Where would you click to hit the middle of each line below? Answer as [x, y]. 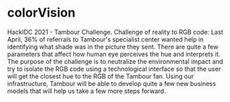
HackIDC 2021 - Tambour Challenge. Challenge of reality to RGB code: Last [115, 32]
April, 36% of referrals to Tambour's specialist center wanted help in [106, 39]
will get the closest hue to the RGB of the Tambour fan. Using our [101, 76]
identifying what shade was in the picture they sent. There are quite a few [113, 46]
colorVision [41, 13]
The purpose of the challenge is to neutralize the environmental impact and [115, 61]
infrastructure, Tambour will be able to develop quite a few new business [112, 83]
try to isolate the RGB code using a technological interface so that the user [114, 69]
